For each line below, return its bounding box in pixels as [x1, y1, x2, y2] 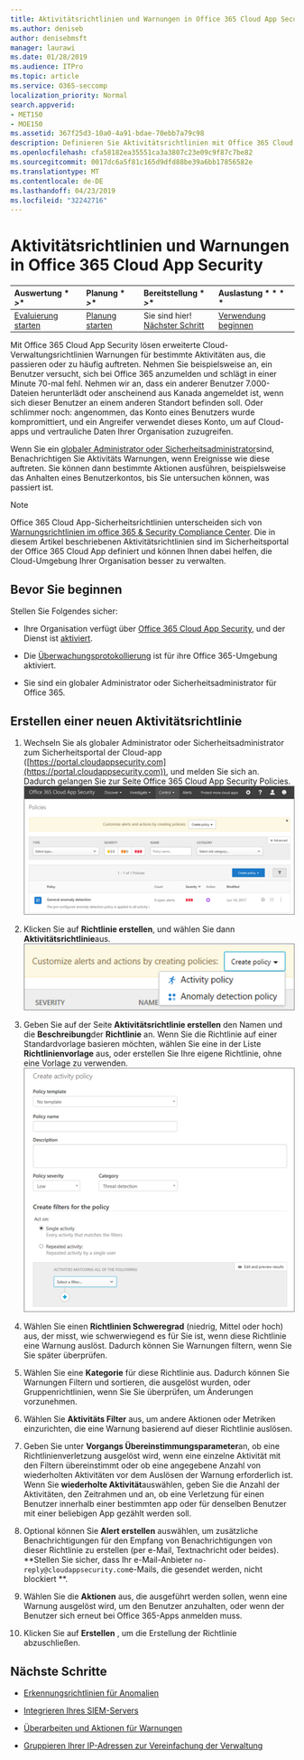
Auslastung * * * [218, 287, 285, 298]
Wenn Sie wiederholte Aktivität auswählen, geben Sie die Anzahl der [23, 1479, 281, 1491]
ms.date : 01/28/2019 [10, 52, 88, 62]
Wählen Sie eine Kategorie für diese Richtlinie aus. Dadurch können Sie [23, 1368, 290, 1379]
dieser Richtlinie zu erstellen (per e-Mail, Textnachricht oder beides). [23, 1545, 279, 1556]
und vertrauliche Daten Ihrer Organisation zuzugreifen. [31, 426, 234, 438]
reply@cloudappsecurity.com [23, 1566, 129, 1575]
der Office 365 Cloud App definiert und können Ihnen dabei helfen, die [10, 546, 273, 557]
